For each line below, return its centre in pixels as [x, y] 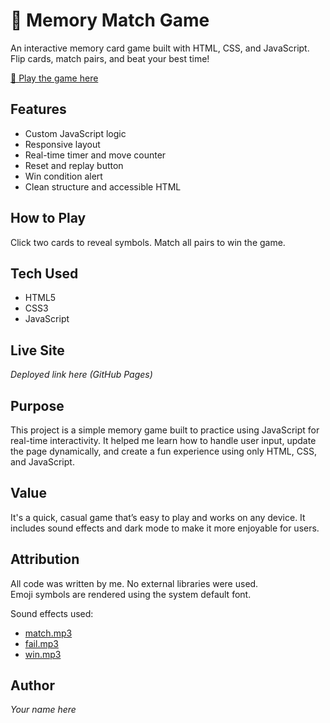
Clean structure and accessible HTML [103, 186]
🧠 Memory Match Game [110, 20]
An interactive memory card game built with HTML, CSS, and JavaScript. [160, 48]
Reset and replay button [74, 165]
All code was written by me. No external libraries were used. [134, 583]
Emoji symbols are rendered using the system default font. [131, 594]
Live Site [37, 350]
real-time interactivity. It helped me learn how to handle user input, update [163, 440]
